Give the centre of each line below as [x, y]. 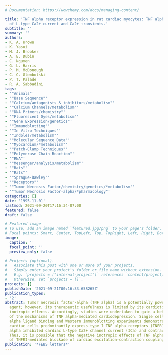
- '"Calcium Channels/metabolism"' [42, 108]
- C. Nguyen [17, 61]
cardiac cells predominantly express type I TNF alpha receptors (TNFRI [87, 326]
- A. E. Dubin [20, 56]
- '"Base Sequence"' [27, 98]
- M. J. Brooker [22, 51]
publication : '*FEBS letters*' [38, 345]
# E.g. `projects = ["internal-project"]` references [64, 275]
